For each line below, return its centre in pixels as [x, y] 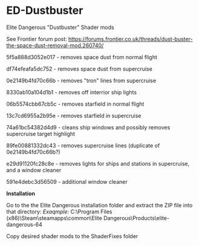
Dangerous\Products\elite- [137, 218]
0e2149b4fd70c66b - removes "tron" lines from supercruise [81, 80]
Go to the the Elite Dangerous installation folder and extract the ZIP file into [99, 205]
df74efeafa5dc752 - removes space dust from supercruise [79, 69]
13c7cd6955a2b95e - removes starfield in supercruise [74, 115]
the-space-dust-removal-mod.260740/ [55, 45]
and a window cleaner [34, 170]
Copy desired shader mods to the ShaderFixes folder [72, 236]
